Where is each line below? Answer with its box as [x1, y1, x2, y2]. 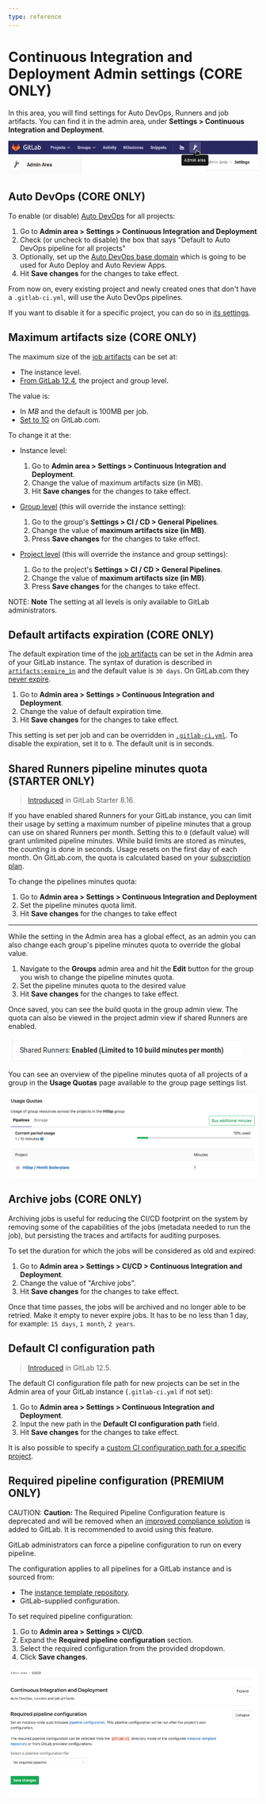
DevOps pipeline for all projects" [19, 243, 126, 253]
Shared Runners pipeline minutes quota [8, 762, 208, 775]
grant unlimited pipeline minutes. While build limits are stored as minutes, [8, 836, 247, 846]
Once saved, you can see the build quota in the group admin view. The [8, 1004, 238, 1015]
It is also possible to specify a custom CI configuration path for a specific [8, 1442, 247, 1452]
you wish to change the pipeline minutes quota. [19, 973, 175, 982]
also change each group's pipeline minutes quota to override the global [8, 940, 241, 950]
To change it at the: [8, 430, 71, 439]
